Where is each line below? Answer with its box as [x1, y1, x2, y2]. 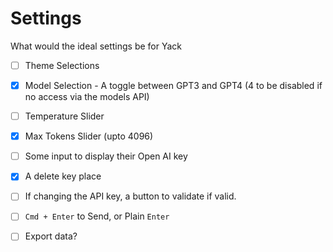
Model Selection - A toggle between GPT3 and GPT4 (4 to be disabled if [24, 80, 323, 91]
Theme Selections [24, 59, 100, 71]
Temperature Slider [24, 110, 105, 122]
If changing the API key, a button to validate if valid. [24, 190, 237, 202]
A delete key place [24, 170, 102, 182]
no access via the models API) [24, 91, 150, 103]
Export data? [24, 230, 78, 242]
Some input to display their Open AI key [24, 150, 188, 162]
